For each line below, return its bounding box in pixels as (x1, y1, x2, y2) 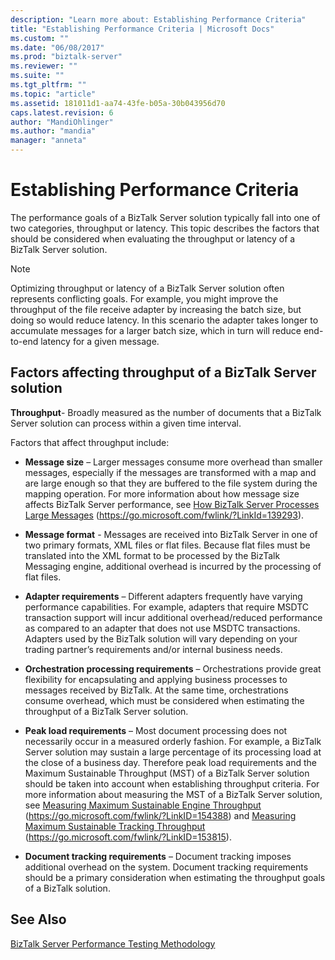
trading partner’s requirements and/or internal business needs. (24, 643, 283, 655)
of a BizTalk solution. (24, 882, 111, 894)
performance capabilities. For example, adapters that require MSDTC (24, 601, 310, 613)
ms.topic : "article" (10, 89, 97, 99)
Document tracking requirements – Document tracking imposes (24, 850, 292, 862)
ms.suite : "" (10, 71, 65, 81)
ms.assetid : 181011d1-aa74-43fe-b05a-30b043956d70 (10, 98, 226, 108)
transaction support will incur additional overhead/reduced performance (24, 611, 323, 623)
